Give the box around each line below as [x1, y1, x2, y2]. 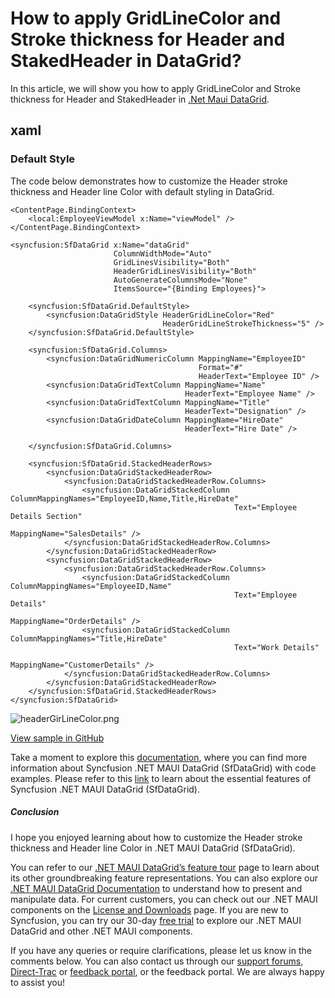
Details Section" [10, 511, 83, 521]
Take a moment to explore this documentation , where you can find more [10, 751, 308, 763]
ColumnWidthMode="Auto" [113, 248, 213, 259]
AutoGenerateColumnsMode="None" [113, 275, 248, 285]
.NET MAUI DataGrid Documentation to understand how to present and [10, 882, 303, 894]
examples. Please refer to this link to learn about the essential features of [10, 772, 312, 784]
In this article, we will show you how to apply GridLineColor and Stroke [10, 82, 301, 94]
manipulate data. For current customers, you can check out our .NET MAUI [10, 893, 318, 905]
